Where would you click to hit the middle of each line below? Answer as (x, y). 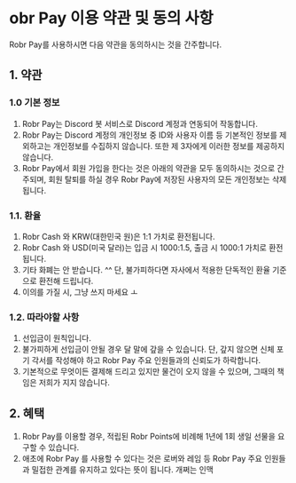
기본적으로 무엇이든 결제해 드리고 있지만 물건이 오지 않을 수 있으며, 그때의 (148, 372)
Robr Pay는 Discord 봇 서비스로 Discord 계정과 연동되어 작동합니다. (140, 123)
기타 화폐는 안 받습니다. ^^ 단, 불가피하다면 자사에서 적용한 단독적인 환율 (146, 269)
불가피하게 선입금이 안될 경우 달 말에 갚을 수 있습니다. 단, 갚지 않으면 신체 (148, 349)
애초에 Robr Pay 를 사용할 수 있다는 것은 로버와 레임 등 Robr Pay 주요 (142, 459)
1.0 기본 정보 (35, 103)
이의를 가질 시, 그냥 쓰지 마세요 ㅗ (80, 292)
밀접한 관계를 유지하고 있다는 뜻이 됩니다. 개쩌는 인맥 (123, 470)
